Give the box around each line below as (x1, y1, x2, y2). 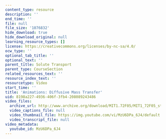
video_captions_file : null (9, 108, 65, 113)
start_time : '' (5, 85, 37, 90)
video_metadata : (5, 122, 39, 127)
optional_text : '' (5, 58, 43, 63)
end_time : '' (5, 16, 32, 21)
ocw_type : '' (5, 48, 32, 53)
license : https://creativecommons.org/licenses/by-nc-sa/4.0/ (5, 44, 136, 49)
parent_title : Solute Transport (5, 62, 72, 67)
